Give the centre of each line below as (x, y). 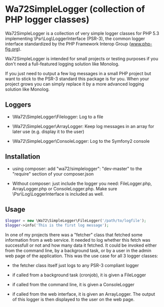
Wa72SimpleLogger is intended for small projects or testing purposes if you (82, 58)
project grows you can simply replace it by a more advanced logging (75, 84)
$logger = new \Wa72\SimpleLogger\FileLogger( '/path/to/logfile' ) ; (76, 221)
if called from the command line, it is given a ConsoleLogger (73, 285)
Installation (23, 157)
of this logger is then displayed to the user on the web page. (73, 300)
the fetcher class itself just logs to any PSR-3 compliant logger (76, 265)
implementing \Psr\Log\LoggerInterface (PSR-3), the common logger (75, 39)
